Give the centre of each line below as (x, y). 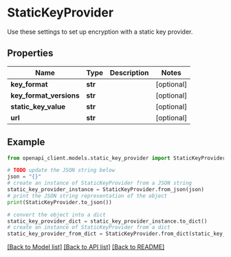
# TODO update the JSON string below (61, 170)
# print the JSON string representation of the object (87, 196)
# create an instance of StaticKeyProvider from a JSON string (100, 183)
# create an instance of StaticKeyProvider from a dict (89, 227)
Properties (30, 53)
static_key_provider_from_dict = (55, 234)
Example (26, 142)
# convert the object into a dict (57, 214)
